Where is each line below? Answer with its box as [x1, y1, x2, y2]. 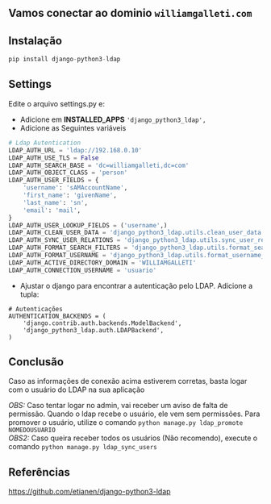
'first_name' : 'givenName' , [23, 191, 117, 200]
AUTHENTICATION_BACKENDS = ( [8, 312, 106, 320]
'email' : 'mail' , [23, 206, 81, 215]
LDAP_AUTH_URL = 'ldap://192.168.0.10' [8, 146, 143, 154]
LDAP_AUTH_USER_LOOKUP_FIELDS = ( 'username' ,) [8, 221, 168, 229]
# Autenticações [8, 305, 63, 313]
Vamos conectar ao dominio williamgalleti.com [8, 6, 252, 20]
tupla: [19, 289, 40, 299]
